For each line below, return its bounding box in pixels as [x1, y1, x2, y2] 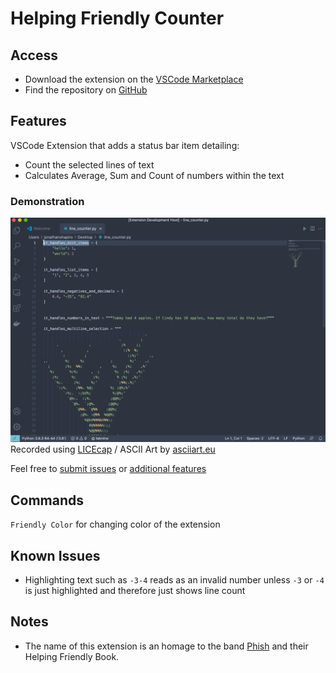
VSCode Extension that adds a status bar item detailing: [10, 139, 240, 151]
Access [10, 47, 58, 64]
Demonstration [10, 194, 85, 208]
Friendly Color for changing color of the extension [10, 518, 221, 531]
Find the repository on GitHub [24, 84, 148, 96]
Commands [10, 492, 85, 509]
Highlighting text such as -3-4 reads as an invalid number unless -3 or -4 [24, 574, 325, 586]
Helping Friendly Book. [24, 650, 120, 662]
